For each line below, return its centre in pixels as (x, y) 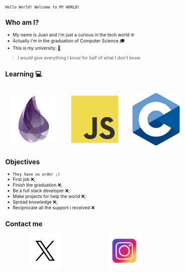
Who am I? (22, 22)
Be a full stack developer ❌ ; (41, 191)
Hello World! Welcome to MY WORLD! (42, 7)
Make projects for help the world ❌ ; (49, 196)
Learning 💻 (24, 74)
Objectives (23, 162)
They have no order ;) (36, 175)
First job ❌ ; (24, 179)
